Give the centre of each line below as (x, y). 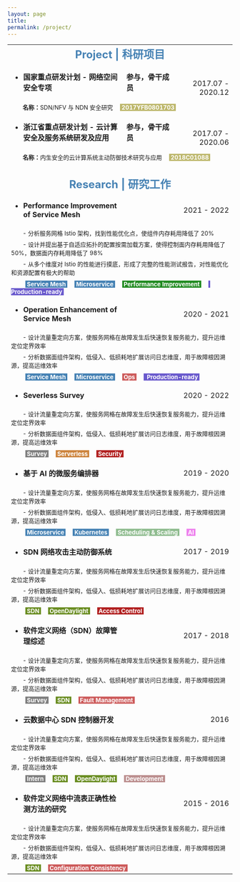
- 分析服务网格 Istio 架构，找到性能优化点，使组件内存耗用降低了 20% (118, 234)
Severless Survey (54, 396)
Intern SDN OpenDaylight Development (95, 779)
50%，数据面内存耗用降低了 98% (57, 253)
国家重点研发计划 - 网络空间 (70, 77)
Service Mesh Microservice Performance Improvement (113, 284)
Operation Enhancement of (70, 310)
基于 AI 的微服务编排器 (61, 473)
